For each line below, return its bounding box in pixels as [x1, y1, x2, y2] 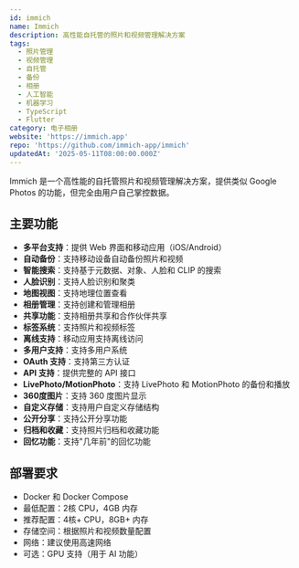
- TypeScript [17, 107, 68, 116]
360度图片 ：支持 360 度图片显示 [22, 390, 147, 402]
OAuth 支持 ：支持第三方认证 [22, 356, 131, 367]
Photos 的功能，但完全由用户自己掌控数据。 [9, 186, 175, 197]
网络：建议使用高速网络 [22, 537, 112, 548]
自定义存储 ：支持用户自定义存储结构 [22, 402, 160, 413]
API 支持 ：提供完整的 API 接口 [22, 367, 136, 379]
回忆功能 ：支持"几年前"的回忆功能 [22, 436, 151, 447]
